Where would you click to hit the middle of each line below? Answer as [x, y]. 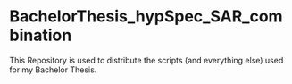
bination [41, 35]
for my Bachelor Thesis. [53, 70]
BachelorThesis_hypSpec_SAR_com [146, 17]
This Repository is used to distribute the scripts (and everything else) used [146, 60]
